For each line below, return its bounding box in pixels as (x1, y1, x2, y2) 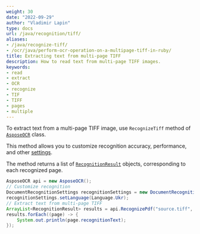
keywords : (6, 64, 31, 70)
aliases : (6, 36, 28, 42)
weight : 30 (6, 8, 33, 15)
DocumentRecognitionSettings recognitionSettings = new (6, 189, 148, 195)
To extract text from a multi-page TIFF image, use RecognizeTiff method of (6, 124, 191, 132)
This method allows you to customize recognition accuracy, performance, (6, 142, 187, 149)
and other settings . (6, 149, 52, 156)
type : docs (6, 25, 33, 32)
